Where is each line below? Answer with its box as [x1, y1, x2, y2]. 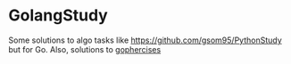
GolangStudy [8, 5, 108, 26]
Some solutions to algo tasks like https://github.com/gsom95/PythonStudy [8, 35, 282, 45]
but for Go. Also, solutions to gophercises [8, 44, 162, 54]
